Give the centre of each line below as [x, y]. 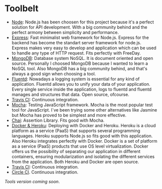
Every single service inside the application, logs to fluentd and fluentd [81, 89]
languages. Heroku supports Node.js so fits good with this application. [82, 136]
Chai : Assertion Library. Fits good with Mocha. [58, 120]
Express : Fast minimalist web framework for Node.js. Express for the [80, 38]
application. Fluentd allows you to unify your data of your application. [81, 84]
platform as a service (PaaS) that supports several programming [76, 131]
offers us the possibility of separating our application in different [76, 151]
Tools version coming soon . [32, 181]
